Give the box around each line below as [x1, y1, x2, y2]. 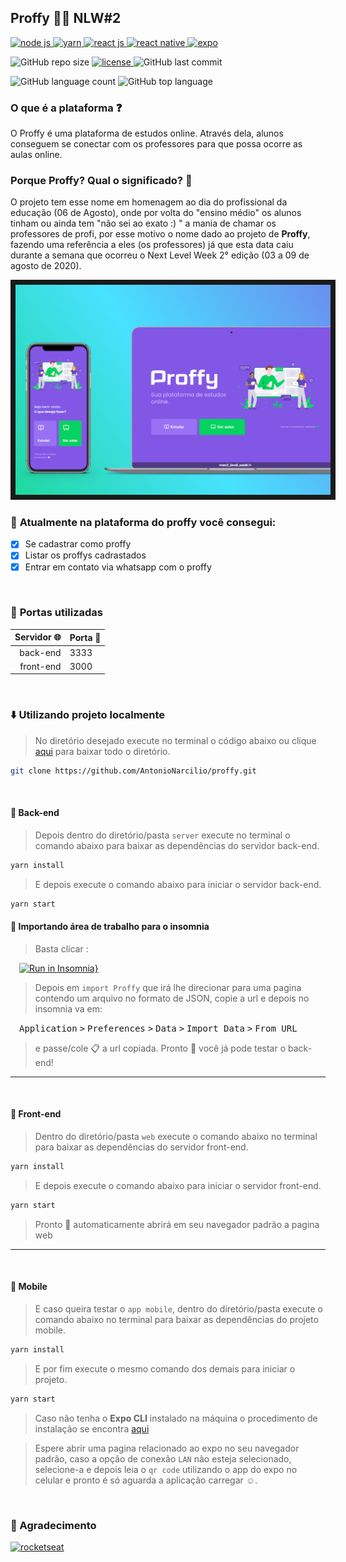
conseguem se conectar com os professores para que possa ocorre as [10, 138, 303, 150]
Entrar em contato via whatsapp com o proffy [24, 561, 212, 573]
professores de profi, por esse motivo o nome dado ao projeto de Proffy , [10, 228, 311, 240]
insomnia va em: [34, 1002, 103, 1015]
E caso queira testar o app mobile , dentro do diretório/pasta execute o [34, 1302, 324, 1315]
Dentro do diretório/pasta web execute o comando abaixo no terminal [34, 1130, 318, 1142]
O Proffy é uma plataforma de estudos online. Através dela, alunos [10, 127, 284, 140]
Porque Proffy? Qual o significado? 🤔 [10, 174, 193, 188]
